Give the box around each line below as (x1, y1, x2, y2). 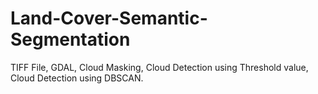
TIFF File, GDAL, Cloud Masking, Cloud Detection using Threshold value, (10, 61, 309, 73)
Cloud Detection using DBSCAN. (10, 72, 144, 84)
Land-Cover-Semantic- (10, 7, 208, 30)
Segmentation (10, 28, 131, 51)
